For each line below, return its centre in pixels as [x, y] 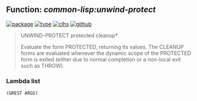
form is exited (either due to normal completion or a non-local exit [101, 59]
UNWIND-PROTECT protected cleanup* [69, 35]
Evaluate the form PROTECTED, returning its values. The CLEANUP [102, 47]
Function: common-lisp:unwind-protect [81, 10]
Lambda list [23, 81]
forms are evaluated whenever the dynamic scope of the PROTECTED [106, 53]
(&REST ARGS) [22, 93]
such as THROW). [42, 66]
